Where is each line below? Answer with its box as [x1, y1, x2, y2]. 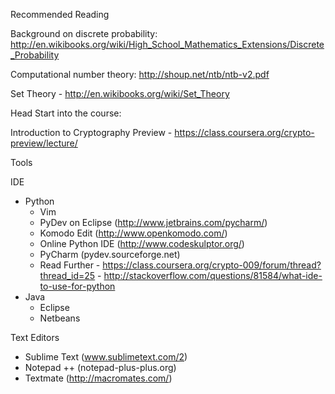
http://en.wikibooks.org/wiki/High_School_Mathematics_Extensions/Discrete [10, 39, 325, 50]
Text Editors [10, 332, 60, 343]
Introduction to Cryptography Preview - [10, 127, 173, 138]
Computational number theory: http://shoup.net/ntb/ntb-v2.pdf [10, 69, 270, 80]
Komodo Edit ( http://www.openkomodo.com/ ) [39, 227, 228, 239]
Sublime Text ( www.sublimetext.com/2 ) [24, 351, 188, 363]
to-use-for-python [39, 280, 116, 292]
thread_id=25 [39, 270, 96, 281]
